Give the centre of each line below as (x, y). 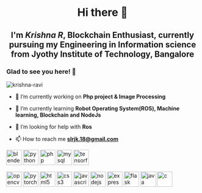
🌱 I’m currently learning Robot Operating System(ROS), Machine (97, 108)
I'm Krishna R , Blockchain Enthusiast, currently (103, 35)
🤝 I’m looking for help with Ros (54, 126)
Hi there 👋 (103, 13)
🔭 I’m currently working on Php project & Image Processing (90, 96)
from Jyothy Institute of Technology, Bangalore (103, 54)
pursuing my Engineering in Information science (103, 44)
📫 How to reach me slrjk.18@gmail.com (67, 139)
